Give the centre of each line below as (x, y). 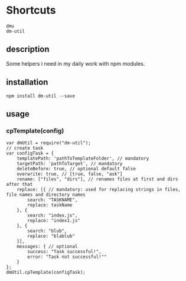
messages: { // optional (47, 247)
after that (19, 185)
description (28, 49)
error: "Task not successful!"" (67, 257)
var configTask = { (30, 154)
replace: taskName (50, 205)
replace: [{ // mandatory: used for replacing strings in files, (99, 190)
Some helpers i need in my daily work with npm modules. (76, 63)
